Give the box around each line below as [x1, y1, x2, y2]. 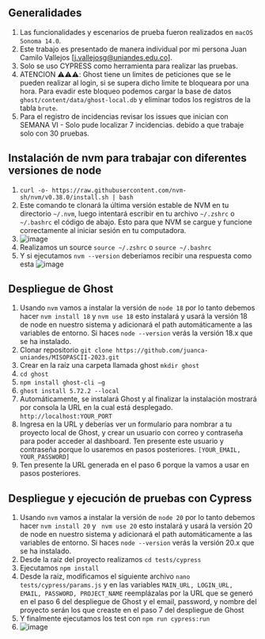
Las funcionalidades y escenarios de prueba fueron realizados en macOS [19, 27, 253, 36]
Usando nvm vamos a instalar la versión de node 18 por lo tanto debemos [19, 303, 256, 312]
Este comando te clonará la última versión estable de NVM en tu [19, 200, 229, 209]
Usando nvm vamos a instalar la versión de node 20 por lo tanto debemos [19, 513, 256, 522]
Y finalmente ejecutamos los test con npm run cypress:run [19, 614, 210, 623]
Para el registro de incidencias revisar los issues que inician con [19, 111, 229, 121]
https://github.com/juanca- [115, 346, 208, 355]
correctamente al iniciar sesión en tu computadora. [19, 225, 187, 235]
